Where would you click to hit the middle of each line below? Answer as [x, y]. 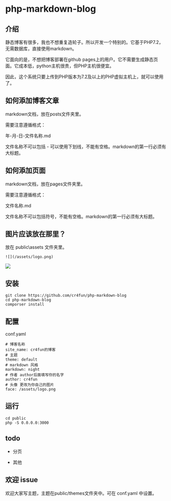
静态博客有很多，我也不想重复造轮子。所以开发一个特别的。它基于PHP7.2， [84, 42]
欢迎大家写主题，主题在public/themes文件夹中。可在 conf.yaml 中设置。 [81, 493]
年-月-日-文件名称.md [28, 135]
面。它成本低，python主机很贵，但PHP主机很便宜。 [60, 66]
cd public [16, 418]
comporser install [25, 304]
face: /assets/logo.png [31, 389]
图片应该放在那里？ [35, 234]
